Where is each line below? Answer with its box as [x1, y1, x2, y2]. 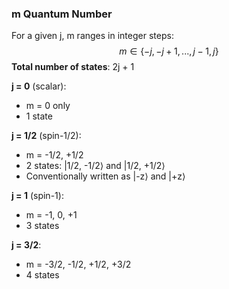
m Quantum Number [11, 7, 113, 21]
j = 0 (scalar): [11, 80, 67, 92]
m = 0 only [25, 100, 71, 112]
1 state [25, 110, 53, 122]
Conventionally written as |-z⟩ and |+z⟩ [25, 170, 186, 182]
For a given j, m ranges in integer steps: [11, 30, 174, 42]
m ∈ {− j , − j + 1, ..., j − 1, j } [119, 45, 219, 57]
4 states [25, 269, 60, 281]
